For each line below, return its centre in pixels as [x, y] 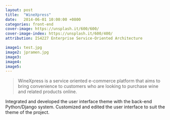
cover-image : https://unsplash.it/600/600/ [52, 29]
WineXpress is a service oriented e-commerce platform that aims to [89, 81]
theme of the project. [28, 112]
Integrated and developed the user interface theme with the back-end [79, 102]
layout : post [19, 10]
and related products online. [47, 92]
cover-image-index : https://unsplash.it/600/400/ [59, 34]
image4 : [14, 62]
